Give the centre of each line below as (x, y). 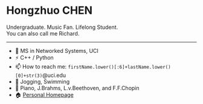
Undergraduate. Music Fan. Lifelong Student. (62, 27)
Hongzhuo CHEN (49, 11)
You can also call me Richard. (43, 33)
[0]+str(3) (29, 76)
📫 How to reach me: (41, 66)
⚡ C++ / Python (34, 57)
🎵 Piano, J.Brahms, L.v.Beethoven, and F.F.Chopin (77, 88)
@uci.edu (54, 75)
